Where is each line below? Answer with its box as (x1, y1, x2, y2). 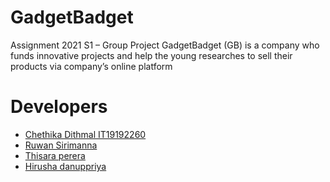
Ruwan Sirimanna (24, 139, 98, 151)
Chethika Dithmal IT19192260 (24, 128, 147, 140)
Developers (10, 96, 108, 118)
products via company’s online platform (10, 60, 173, 72)
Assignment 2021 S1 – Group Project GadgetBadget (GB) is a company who (10, 39, 320, 51)
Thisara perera (24, 149, 86, 161)
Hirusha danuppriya (24, 160, 107, 172)
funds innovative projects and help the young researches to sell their (10, 49, 293, 61)
